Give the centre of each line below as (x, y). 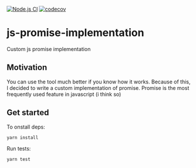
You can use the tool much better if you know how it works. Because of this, (99, 82)
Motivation (27, 68)
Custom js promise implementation (49, 49)
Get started (28, 112)
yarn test (19, 159)
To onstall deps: (26, 127)
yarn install (23, 137)
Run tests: (19, 148)
